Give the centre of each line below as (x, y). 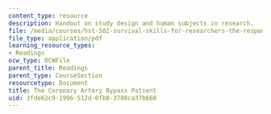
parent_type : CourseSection (56, 75)
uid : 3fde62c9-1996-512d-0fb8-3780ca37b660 (83, 98)
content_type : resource (48, 16)
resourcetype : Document (48, 83)
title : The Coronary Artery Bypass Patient (83, 90)
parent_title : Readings (48, 68)
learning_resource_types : (52, 46)
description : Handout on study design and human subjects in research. (131, 23)
